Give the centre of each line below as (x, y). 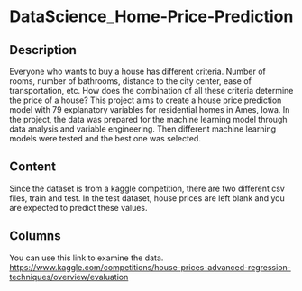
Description (43, 50)
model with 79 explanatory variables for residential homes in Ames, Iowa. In (150, 109)
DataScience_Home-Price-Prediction (151, 17)
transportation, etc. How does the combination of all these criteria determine (151, 91)
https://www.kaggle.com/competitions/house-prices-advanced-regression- (150, 267)
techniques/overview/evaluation (69, 277)
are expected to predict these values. (78, 207)
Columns (35, 236)
